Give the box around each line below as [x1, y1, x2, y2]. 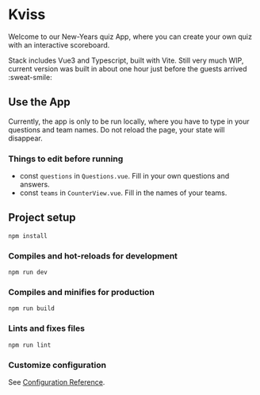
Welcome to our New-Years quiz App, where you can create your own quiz [8, 32, 252, 41]
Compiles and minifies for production [8, 287, 155, 298]
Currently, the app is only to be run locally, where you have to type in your [8, 117, 250, 126]
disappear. [8, 133, 43, 143]
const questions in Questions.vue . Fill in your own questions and [19, 171, 230, 181]
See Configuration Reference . [8, 378, 105, 387]
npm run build [8, 305, 55, 313]
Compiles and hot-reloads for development [8, 250, 178, 261]
